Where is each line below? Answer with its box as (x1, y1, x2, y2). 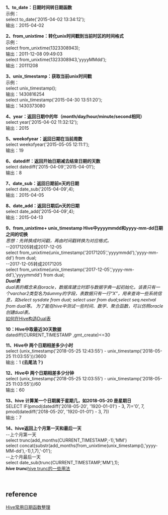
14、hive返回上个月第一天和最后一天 (6, 425, 82, 431)
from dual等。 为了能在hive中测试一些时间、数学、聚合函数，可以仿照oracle (6, 303, 163, 309)
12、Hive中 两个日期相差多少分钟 (6, 370, 74, 376)
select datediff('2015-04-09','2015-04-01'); (6, 164, 95, 169)
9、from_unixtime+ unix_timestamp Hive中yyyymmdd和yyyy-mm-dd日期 (6, 225, 163, 231)
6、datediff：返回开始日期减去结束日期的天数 (6, 158, 101, 164)
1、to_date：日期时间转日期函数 (6, 5, 72, 10)
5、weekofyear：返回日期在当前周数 (6, 136, 82, 142)
